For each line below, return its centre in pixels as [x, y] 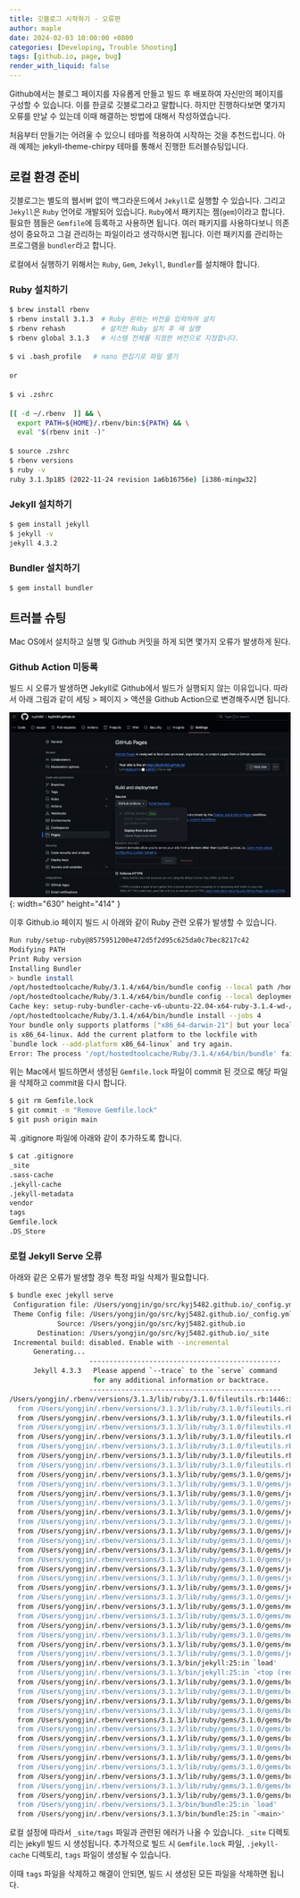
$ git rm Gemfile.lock [51, 1101]
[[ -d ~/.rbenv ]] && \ [55, 413]
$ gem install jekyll [50, 525]
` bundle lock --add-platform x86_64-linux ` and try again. [121, 1044]
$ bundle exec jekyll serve [62, 1296]
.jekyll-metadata [42, 1194]
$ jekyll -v [31, 534]
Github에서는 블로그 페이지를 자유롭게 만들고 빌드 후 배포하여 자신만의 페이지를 [146, 93]
